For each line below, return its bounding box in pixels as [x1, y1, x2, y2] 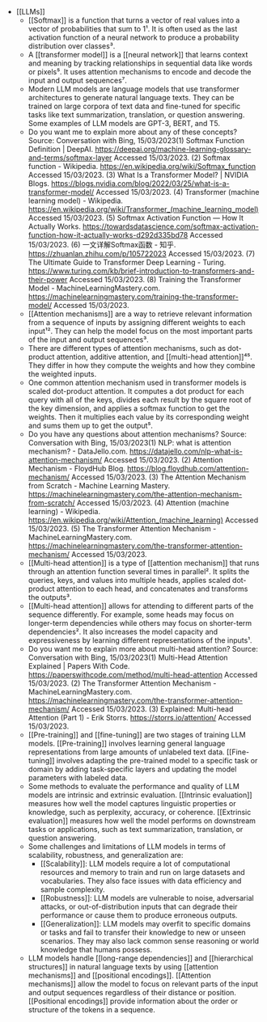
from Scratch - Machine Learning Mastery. [28, 481, 171, 490]
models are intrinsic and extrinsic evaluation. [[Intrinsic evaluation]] [28, 790, 252, 800]
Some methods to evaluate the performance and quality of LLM [28, 782, 240, 791]
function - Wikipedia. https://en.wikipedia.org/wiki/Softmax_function [28, 162, 256, 171]
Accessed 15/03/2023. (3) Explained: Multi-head [71, 704, 234, 714]
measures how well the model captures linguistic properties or [28, 799, 236, 808]
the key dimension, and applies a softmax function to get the [28, 403, 231, 413]
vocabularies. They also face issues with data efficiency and [40, 876, 242, 885]
